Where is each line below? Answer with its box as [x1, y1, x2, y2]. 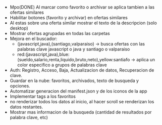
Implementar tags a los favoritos [9, 93, 76, 99]
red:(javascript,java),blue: [17, 51, 70, 57]
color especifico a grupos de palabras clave [17, 62, 108, 68]
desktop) [9, 25, 28, 31]
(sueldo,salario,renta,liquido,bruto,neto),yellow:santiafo [17, 57, 130, 62]
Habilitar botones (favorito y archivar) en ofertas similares [9, 15, 128, 20]
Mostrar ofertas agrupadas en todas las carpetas [9, 31, 110, 36]
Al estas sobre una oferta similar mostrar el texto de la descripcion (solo [9, 20, 157, 26]
